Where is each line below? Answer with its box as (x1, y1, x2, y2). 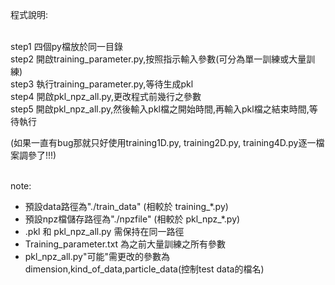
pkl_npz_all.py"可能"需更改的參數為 (24, 251, 170, 263)
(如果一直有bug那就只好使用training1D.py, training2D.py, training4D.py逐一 (10, 137, 317, 149)
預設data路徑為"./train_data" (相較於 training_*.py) (24, 201, 229, 213)
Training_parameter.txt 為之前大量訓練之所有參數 (24, 238, 227, 250)
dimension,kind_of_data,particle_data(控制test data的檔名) (24, 263, 265, 275)
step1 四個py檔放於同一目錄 (10, 41, 123, 53)
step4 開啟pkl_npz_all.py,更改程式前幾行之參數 (10, 91, 202, 103)
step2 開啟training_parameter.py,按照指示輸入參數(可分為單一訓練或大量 (10, 53, 307, 65)
